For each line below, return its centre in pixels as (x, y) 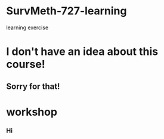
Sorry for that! (33, 86)
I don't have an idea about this (82, 52)
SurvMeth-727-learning (66, 11)
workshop (32, 112)
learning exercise (27, 27)
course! (26, 64)
